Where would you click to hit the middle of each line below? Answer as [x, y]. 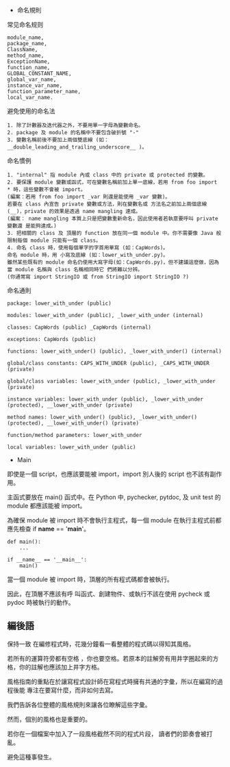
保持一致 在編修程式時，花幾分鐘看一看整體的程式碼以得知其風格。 [101, 644]
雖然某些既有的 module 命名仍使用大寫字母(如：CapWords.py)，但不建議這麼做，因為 [113, 262]
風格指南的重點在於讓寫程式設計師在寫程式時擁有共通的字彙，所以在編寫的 [112, 681]
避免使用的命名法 [31, 111]
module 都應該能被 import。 [47, 506]
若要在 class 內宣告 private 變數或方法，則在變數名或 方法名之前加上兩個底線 [107, 204]
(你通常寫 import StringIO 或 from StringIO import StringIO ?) [98, 277]
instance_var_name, [35, 86]
